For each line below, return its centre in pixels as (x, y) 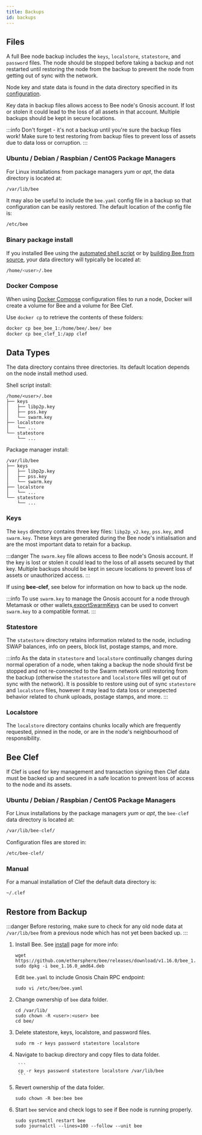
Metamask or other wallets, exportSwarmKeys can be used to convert (92, 605)
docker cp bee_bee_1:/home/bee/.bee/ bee (59, 328)
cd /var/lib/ (31, 1011)
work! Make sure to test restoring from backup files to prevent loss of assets (101, 136)
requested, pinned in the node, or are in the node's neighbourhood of (93, 732)
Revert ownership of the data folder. (60, 1087)
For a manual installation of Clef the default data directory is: (81, 882)
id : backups (21, 17)
